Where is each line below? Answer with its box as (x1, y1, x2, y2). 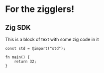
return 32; (14, 59, 37, 64)
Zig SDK (5, 23, 31, 32)
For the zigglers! (5, 3, 75, 15)
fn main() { (5, 55, 30, 60)
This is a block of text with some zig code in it (5, 36, 99, 42)
